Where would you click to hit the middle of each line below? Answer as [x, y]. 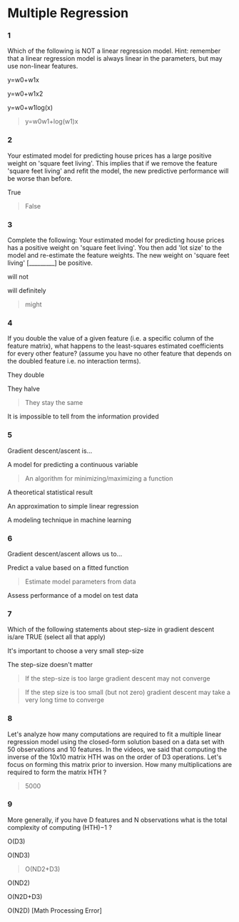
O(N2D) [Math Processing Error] [55, 910]
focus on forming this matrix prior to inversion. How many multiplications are [120, 764]
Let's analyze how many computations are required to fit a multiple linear [115, 734]
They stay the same [54, 403]
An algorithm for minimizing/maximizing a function [99, 478]
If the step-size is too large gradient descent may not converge [117, 678]
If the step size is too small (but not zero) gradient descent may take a [127, 692]
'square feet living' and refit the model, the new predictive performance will [118, 171]
